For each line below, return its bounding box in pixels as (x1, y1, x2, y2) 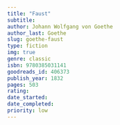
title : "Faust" (7, 10, 51, 17)
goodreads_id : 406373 (7, 68, 70, 75)
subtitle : (7, 17, 36, 24)
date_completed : (7, 101, 54, 108)
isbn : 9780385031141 (7, 62, 67, 69)
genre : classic (7, 56, 51, 62)
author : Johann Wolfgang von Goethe (7, 23, 113, 30)
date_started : (7, 94, 49, 101)
